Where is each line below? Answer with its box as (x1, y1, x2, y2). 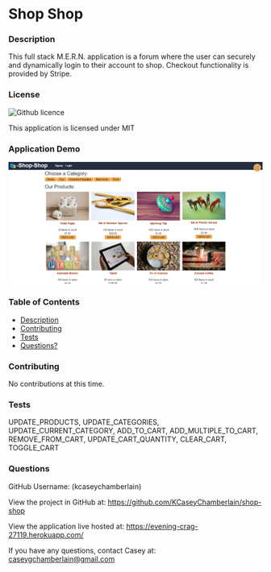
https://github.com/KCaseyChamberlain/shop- (107, 497, 262, 507)
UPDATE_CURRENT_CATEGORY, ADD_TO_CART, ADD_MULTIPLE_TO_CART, (8, 426, 259, 436)
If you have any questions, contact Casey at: (8, 545, 156, 555)
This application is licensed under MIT (8, 122, 135, 133)
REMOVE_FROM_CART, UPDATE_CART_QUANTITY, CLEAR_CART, (8, 434, 227, 444)
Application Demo (8, 143, 81, 154)
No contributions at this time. (8, 379, 105, 389)
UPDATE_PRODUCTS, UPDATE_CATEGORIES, (8, 417, 160, 427)
